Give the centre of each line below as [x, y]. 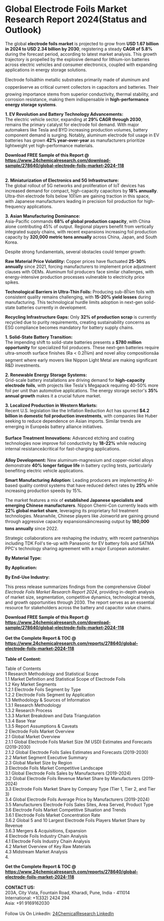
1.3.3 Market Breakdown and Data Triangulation [53, 716]
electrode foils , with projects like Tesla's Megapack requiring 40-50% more [82, 385]
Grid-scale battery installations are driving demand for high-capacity [75, 380]
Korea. [12, 242]
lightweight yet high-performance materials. [49, 145]
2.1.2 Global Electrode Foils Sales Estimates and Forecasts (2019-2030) [77, 752]
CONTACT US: [20, 887]
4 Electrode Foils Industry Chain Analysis [47, 836]
